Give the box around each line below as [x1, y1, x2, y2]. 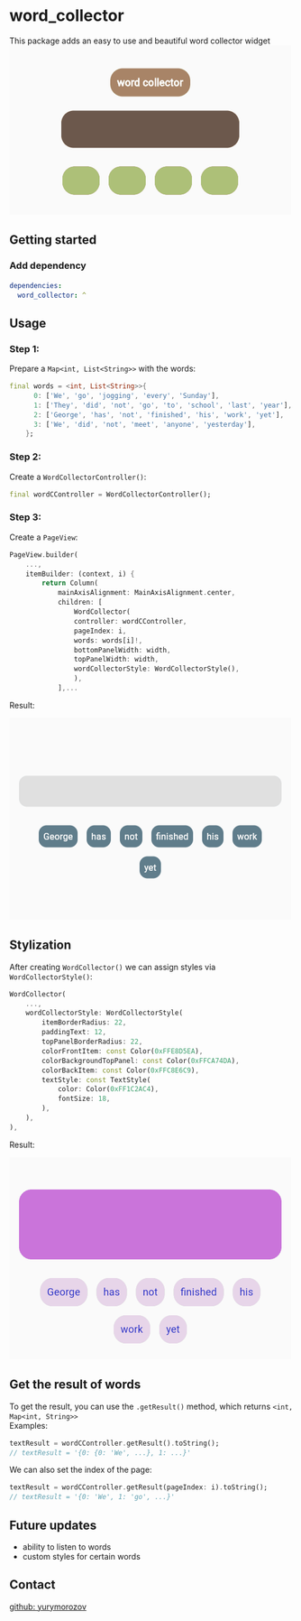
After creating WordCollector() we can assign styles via [9, 961, 216, 972]
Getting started [9, 232, 97, 248]
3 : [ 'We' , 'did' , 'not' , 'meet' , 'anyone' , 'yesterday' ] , [32, 420, 256, 429]
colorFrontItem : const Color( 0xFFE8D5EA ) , [41, 1046, 204, 1056]
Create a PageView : [9, 532, 78, 542]
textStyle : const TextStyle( [41, 1075, 151, 1084]
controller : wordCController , [73, 616, 187, 625]
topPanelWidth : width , [73, 655, 160, 664]
